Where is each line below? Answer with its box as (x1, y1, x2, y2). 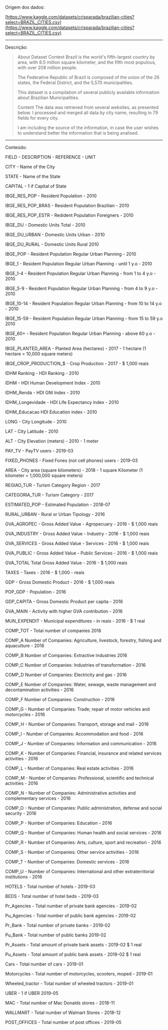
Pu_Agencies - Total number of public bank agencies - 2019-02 (5, 913, 136, 918)
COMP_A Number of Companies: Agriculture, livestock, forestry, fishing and (5, 638, 161, 643)
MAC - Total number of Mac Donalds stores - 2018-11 (5, 1000, 115, 1005)
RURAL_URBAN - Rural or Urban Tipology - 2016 (5, 511, 105, 517)
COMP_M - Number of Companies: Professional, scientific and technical (5, 775, 154, 781)
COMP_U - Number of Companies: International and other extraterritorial (5, 868, 154, 874)
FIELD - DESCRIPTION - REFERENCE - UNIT (5, 154, 96, 160)
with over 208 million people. (17, 65, 77, 71)
